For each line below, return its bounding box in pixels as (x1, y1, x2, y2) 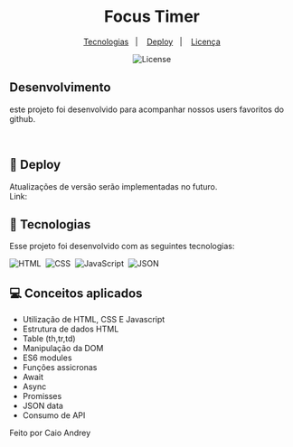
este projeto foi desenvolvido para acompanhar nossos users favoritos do (9, 104, 285, 115)
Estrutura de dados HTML (22, 323, 119, 335)
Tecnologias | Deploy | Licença (82, 36, 222, 47)
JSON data (22, 400, 63, 412)
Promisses (22, 391, 62, 402)
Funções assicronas (22, 362, 98, 373)
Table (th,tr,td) (22, 333, 76, 344)
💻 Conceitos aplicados (9, 285, 143, 301)
